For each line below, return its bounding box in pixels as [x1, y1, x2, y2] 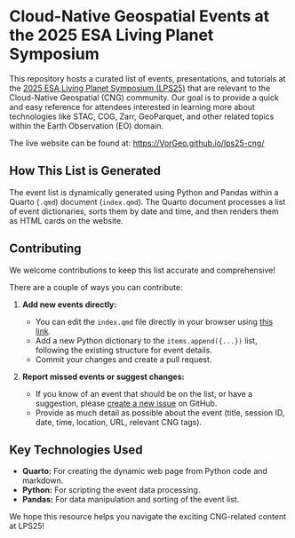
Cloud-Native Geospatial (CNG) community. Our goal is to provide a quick [9, 91, 280, 103]
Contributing [9, 241, 82, 257]
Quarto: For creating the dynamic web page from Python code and [21, 466, 268, 477]
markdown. [21, 475, 64, 486]
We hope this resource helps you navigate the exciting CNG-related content [9, 511, 287, 522]
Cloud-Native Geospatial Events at [9, 6, 270, 27]
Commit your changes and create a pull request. [35, 353, 212, 365]
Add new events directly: [21, 299, 117, 310]
